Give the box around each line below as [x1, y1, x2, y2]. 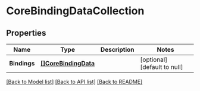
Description [100, 46, 135, 54]
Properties [6, 28, 46, 38]
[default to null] [140, 63, 183, 71]
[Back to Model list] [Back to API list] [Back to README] [6, 79, 143, 85]
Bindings [9, 59, 35, 67]
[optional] [140, 55, 168, 64]
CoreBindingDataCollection [6, 4, 145, 18]
